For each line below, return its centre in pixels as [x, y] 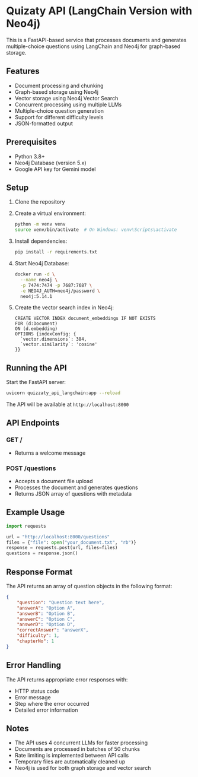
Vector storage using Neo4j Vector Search [66, 98]
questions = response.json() [42, 553]
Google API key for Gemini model [55, 169]
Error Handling [33, 665]
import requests [26, 526]
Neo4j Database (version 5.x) [51, 163]
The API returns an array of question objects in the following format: [89, 586]
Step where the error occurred [52, 703]
